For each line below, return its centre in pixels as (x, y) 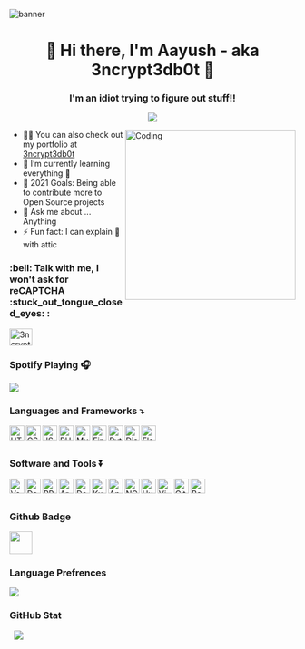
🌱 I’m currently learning (66, 164)
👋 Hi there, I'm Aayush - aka (152, 51)
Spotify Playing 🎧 (50, 364)
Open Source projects (64, 202)
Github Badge (40, 517)
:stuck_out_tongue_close (66, 302)
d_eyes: (27, 314)
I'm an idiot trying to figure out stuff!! (152, 98)
